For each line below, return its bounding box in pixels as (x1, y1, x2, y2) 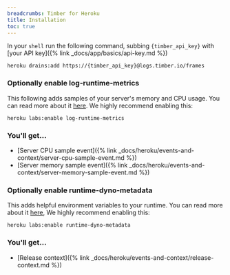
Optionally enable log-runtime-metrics (7, 79, 140, 88)
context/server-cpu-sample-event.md (17, 153, 125, 162)
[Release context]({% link (17, 253, 90, 262)
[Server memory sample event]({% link (17, 161, 128, 169)
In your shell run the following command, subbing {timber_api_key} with (7, 42, 215, 50)
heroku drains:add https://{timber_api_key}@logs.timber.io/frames (7, 63, 205, 70)
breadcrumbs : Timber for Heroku (7, 10, 100, 17)
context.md (17, 261, 50, 269)
